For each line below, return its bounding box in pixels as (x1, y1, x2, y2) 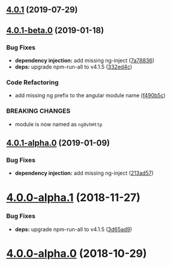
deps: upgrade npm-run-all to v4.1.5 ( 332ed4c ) (14, 63, 133, 71)
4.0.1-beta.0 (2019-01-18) (6, 25, 104, 35)
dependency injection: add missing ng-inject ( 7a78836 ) (14, 57, 155, 64)
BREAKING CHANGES (6, 107, 71, 115)
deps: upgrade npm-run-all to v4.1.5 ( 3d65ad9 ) (14, 225, 133, 233)
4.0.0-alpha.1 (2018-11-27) (6, 190, 141, 204)
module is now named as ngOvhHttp (14, 120, 103, 128)
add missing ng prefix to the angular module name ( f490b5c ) (14, 92, 166, 99)
